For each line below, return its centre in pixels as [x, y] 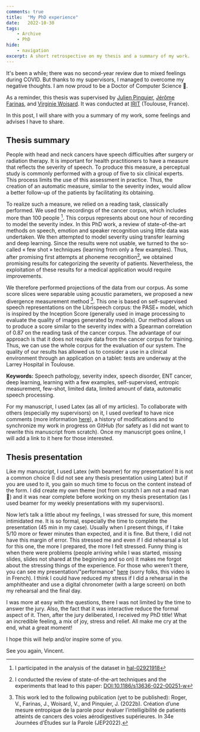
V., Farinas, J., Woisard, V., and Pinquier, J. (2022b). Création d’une [97, 704]
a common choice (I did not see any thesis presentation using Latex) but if [97, 478]
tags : [13, 28]
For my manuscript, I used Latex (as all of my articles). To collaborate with [97, 407]
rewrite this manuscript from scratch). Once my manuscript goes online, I [96, 432]
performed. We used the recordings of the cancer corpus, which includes [96, 211]
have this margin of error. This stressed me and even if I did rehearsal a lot [97, 540]
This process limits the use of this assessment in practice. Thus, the [90, 180]
